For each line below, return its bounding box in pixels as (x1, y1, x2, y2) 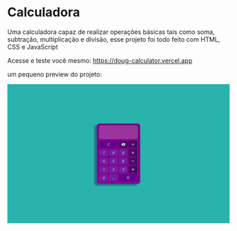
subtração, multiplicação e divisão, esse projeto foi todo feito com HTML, (7, 35, 221, 43)
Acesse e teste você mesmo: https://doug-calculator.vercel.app (7, 56, 193, 64)
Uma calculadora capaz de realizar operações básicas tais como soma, (7, 28, 215, 36)
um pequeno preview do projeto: (7, 70, 102, 78)
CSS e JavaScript (7, 42, 59, 51)
